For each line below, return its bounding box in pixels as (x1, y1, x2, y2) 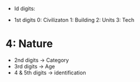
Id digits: (14, 5, 35, 12)
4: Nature (5, 37, 53, 51)
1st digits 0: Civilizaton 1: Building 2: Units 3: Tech (14, 17, 135, 23)
